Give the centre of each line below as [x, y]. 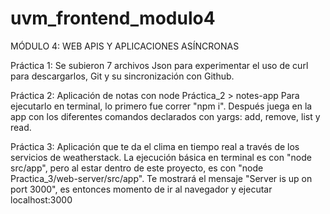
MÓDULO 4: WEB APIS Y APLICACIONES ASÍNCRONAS [125, 46]
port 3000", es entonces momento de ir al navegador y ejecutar [141, 189]
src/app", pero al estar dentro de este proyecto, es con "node [137, 168]
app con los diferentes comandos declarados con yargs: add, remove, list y [165, 116]
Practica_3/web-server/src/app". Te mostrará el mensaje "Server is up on [161, 178]
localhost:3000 [41, 199]
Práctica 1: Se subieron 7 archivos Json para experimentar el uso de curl [159, 65]
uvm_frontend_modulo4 [113, 18]
